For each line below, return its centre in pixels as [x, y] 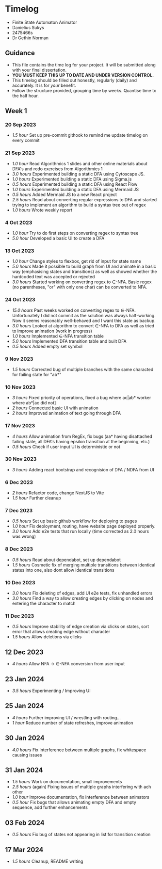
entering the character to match [44, 603]
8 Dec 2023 [19, 549]
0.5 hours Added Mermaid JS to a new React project [65, 194]
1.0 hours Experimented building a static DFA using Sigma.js [72, 179]
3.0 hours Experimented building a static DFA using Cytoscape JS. [78, 174]
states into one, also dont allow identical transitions [63, 570]
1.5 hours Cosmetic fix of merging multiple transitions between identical [84, 565]
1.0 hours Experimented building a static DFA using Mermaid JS [75, 189]
